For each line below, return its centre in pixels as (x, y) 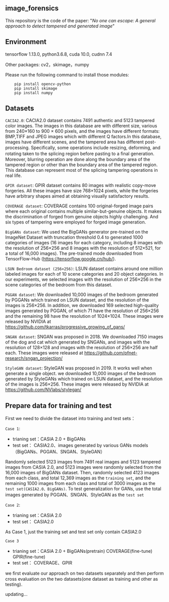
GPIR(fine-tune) (29, 557)
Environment (26, 42)
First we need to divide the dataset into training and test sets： (70, 419)
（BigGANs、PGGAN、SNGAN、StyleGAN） (59, 452)
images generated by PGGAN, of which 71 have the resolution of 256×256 (82, 311)
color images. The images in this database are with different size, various (81, 126)
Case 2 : (13, 505)
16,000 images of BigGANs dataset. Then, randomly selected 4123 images (82, 473)
